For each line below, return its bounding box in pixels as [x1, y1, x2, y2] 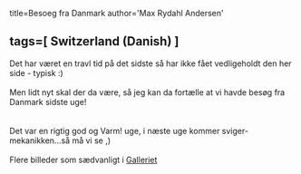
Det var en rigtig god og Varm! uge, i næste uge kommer [9, 125, 220, 136]
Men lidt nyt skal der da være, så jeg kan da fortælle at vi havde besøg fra [9, 86, 286, 98]
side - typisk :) [9, 67, 63, 78]
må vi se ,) [72, 135, 112, 146]
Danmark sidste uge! [9, 96, 87, 107]
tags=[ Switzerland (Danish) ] [9, 34, 180, 49]
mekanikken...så [9, 135, 71, 146]
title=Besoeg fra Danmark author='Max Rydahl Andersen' [9, 8, 224, 18]
